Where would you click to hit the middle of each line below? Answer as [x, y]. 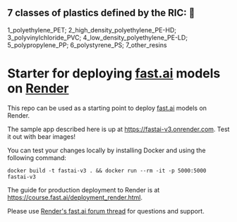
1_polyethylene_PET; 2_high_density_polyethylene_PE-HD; [92, 30]
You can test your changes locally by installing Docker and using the [107, 150]
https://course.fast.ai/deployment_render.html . [75, 197]
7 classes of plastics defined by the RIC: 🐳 [101, 13]
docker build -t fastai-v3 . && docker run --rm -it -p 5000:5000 [107, 171]
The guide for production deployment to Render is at [84, 190]
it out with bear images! [42, 136]
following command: [37, 158]
